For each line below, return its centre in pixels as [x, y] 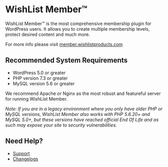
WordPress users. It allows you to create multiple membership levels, [78, 29]
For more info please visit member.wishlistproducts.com [64, 44]
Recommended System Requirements [67, 61]
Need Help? [24, 141]
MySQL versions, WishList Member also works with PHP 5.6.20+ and [78, 114]
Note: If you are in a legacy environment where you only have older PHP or [84, 109]
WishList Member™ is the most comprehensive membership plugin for [78, 23]
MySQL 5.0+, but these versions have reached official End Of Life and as [82, 120]
